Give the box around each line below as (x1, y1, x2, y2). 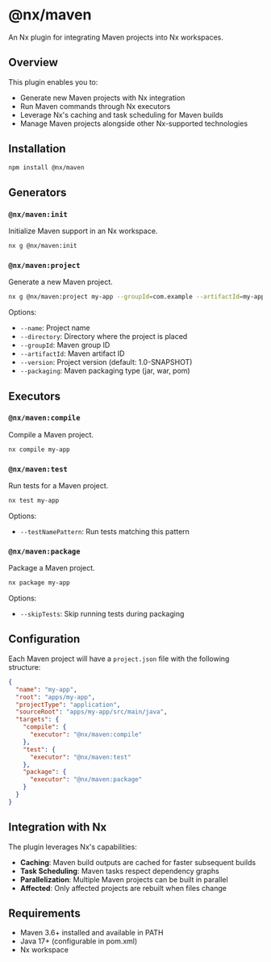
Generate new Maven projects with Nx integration (19, 93, 186, 102)
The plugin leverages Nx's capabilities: (8, 842, 137, 851)
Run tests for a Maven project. (8, 481, 109, 491)
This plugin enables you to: (8, 77, 98, 86)
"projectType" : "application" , (15, 701, 121, 709)
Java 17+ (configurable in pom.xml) (19, 936, 138, 946)
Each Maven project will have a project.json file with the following (8, 654, 230, 663)
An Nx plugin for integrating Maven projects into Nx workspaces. (8, 32, 224, 42)
